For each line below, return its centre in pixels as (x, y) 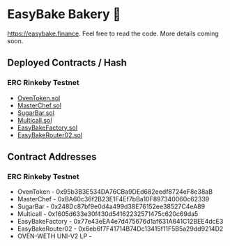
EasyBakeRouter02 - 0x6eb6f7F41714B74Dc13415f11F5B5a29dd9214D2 (120, 229)
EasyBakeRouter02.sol (49, 134)
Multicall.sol (34, 120)
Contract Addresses (52, 157)
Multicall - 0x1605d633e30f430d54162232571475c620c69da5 (108, 214)
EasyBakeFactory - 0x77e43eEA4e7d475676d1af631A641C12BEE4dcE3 (120, 222)
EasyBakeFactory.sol (47, 128)
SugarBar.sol (36, 113)
